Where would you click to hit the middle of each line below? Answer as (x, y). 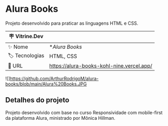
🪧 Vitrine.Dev (26, 36)
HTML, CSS (63, 56)
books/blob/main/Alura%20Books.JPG (46, 84)
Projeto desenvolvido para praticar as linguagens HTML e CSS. (72, 23)
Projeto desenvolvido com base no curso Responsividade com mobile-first (84, 112)
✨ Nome (18, 47)
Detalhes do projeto (37, 100)
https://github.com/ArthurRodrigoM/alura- (54, 78)
